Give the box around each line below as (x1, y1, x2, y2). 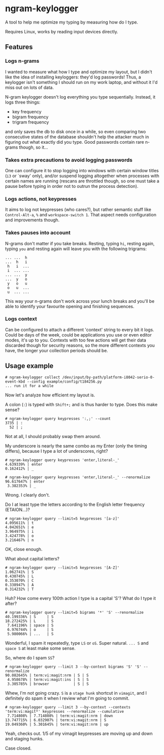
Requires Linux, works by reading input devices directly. (5, 28, 119, 34)
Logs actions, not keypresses (5, 195, 77, 202)
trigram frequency (12, 119, 49, 125)
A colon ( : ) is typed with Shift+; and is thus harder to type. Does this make (5, 401, 158, 407)
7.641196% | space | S (7, 623, 54, 628)
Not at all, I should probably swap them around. (5, 433, 101, 439)
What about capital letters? (5, 555, 60, 562)
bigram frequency (12, 114, 49, 120)
